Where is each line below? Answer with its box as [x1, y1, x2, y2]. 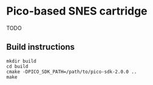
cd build [6, 63, 29, 69]
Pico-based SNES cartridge [6, 4, 148, 18]
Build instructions [6, 42, 75, 52]
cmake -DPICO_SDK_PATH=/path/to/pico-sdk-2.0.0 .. [6, 69, 137, 75]
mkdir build [6, 58, 36, 64]
